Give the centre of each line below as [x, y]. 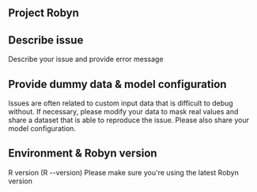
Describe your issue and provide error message [86, 60]
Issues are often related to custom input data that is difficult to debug [121, 103]
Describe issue [46, 40]
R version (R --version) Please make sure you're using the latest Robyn [124, 172]
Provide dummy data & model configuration [117, 84]
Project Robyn [43, 13]
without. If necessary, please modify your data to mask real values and [123, 112]
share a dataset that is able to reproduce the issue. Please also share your [128, 120]
